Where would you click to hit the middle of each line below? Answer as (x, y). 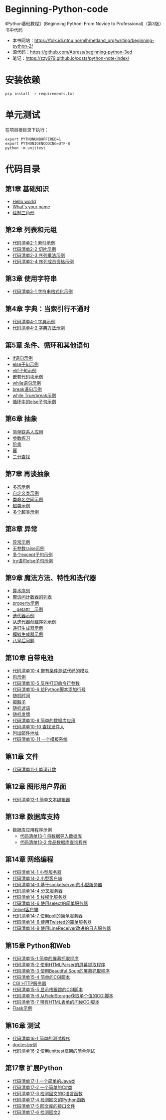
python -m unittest (25, 148)
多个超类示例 (25, 512)
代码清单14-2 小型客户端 (37, 878)
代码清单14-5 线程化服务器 (40, 897)
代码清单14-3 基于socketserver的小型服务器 (57, 885)
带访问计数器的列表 (32, 597)
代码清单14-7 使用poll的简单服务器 (48, 916)
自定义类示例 (25, 493)
